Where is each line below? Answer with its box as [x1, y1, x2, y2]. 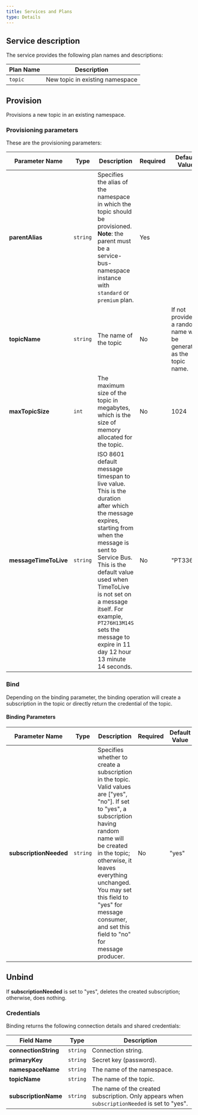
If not [171, 306, 186, 314]
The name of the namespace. [92, 1065, 173, 1074]
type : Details [6, 14, 41, 20]
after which [97, 502, 129, 510]
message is [97, 539, 130, 547]
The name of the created [92, 1085, 161, 1093]
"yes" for [97, 900, 123, 909]
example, [97, 612, 123, 621]
